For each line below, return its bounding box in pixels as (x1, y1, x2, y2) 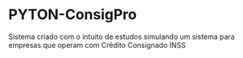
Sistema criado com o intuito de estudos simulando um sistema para (8, 32, 235, 41)
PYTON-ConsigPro (8, 6, 137, 24)
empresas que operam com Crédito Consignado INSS (8, 40, 187, 49)
